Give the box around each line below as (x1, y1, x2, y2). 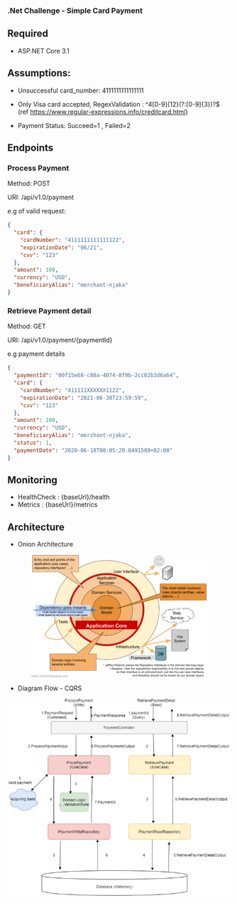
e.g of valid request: (7, 207, 66, 216)
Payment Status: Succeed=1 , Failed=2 (17, 121, 131, 130)
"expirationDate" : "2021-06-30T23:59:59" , (20, 394, 148, 401)
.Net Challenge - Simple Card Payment (7, 6, 143, 16)
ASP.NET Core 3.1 (17, 46, 70, 55)
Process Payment (7, 163, 70, 173)
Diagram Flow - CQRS (17, 684, 82, 692)
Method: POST (7, 179, 51, 188)
